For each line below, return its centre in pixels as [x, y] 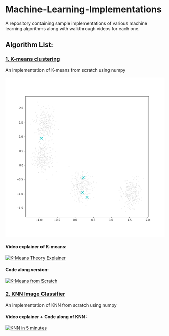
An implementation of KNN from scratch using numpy [61, 305]
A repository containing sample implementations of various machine [76, 23]
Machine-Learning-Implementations [83, 9]
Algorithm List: [29, 45]
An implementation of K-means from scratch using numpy [66, 70]
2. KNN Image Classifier [35, 294]
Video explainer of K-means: [36, 247]
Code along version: [27, 270]
